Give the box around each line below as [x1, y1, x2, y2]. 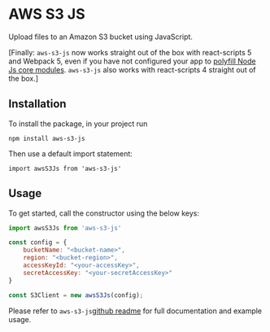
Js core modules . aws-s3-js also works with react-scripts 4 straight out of [8, 64, 256, 74]
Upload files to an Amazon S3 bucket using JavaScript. [8, 32, 194, 41]
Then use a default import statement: [8, 148, 133, 159]
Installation [8, 97, 67, 111]
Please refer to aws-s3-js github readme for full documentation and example [8, 306, 263, 316]
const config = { [8, 238, 67, 247]
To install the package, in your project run [8, 119, 148, 129]
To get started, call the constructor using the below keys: [8, 208, 199, 218]
